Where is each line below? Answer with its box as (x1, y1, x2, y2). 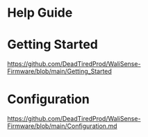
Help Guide (7, 5, 73, 21)
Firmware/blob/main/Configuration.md (7, 122, 117, 130)
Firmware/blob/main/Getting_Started (7, 67, 113, 76)
